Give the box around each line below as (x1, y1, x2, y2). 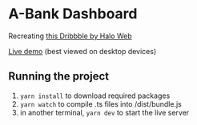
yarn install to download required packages (19, 91, 171, 100)
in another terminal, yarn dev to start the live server (19, 107, 190, 117)
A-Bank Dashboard (8, 5, 138, 23)
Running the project (8, 69, 110, 84)
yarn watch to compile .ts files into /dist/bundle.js (19, 99, 182, 108)
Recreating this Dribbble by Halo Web (8, 31, 132, 41)
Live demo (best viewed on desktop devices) (8, 46, 157, 56)
